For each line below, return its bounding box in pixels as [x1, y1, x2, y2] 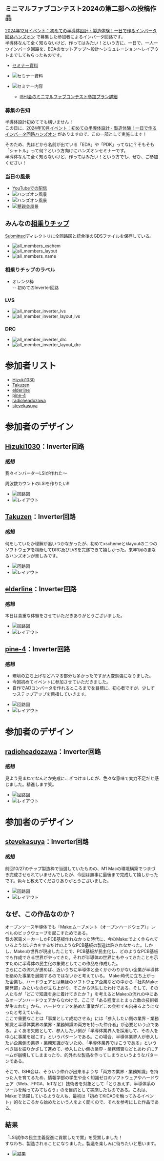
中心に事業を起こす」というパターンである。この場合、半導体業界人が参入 [5, 1034, 155, 1039]
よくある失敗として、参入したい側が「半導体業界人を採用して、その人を [13, 1027, 159, 1034]
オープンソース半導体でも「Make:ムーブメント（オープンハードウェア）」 [5, 924, 151, 930]
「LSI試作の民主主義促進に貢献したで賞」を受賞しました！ [5, 1135, 123, 1140]
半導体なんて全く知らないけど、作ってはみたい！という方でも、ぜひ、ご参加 [5, 154, 159, 160]
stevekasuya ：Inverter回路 [5, 838, 89, 846]
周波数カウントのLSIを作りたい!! [5, 480, 70, 486]
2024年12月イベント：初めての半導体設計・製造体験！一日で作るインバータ [5, 27, 157, 33]
